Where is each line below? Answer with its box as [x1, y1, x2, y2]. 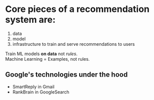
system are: [5, 14, 56, 25]
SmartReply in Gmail [12, 84, 55, 90]
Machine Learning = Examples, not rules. [5, 56, 90, 62]
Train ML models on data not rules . [5, 51, 78, 57]
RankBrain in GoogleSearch [12, 89, 69, 95]
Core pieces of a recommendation [5, 3, 149, 15]
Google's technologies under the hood [5, 71, 128, 79]
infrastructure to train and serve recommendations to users [12, 41, 135, 47]
